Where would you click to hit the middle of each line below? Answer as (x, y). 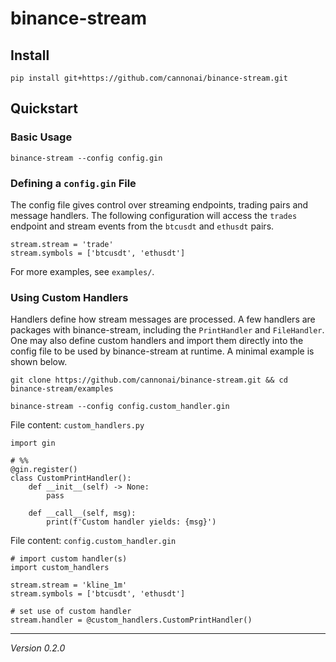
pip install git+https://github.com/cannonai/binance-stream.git (149, 78)
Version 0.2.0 (38, 648)
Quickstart (44, 108)
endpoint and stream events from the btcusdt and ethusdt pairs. (142, 226)
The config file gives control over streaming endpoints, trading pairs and (159, 204)
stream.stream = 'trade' (62, 244)
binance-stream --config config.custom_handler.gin (120, 407)
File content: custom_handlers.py (77, 425)
